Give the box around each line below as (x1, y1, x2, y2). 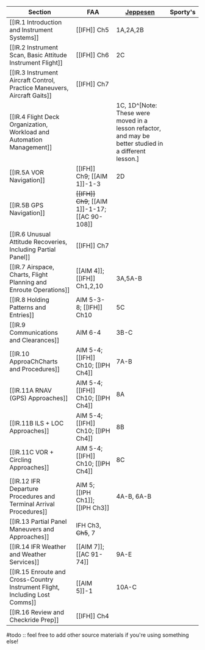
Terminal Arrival (9, 500, 55, 508)
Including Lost (9, 591, 50, 599)
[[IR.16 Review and (9, 608, 65, 616)
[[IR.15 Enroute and (9, 568, 66, 576)
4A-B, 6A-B (116, 492, 152, 501)
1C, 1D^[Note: (116, 101, 157, 109)
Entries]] (9, 311, 35, 319)
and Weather (9, 550, 46, 559)
